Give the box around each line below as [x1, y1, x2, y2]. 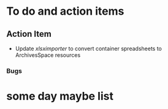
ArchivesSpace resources [15, 51, 81, 59]
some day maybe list [6, 89, 113, 103]
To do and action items [6, 4, 124, 18]
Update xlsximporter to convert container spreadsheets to [15, 45, 162, 52]
